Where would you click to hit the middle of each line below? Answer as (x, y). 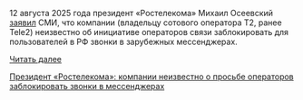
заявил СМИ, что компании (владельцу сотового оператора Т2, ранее (146, 23)
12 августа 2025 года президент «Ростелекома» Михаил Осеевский (142, 13)
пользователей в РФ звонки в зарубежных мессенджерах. (123, 41)
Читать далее (35, 59)
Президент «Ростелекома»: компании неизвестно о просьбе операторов (152, 77)
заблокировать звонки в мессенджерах (87, 86)
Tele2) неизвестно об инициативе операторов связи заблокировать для (149, 32)
